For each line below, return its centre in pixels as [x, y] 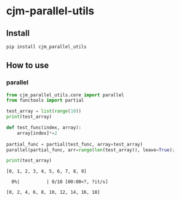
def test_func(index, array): [44, 128]
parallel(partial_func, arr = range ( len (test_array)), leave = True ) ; [91, 150]
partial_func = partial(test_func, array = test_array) [75, 144]
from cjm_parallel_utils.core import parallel [65, 95]
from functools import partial [45, 100]
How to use [28, 66]
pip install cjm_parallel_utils [46, 47]
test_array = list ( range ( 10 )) [44, 111]
